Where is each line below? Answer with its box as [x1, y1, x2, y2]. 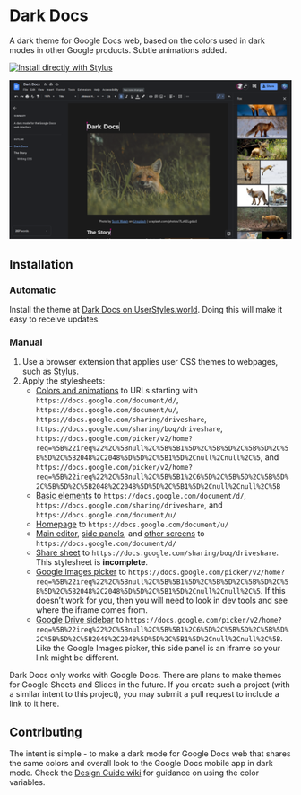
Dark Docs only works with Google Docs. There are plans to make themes [9, 670, 282, 681]
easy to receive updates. [9, 314, 100, 324]
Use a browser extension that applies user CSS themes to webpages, [21, 357, 279, 367]
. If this [260, 586, 286, 596]
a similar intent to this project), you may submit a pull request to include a [9, 689, 279, 700]
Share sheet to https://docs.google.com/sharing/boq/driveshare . [35, 547, 279, 558]
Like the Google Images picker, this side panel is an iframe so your [35, 643, 280, 654]
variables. [9, 777, 46, 788]
